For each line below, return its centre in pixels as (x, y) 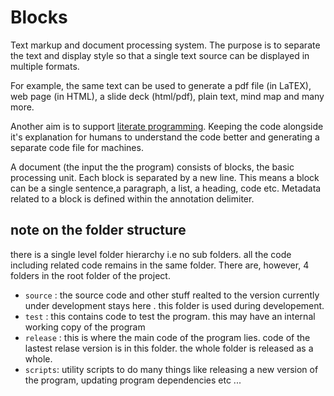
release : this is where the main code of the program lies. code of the (167, 337)
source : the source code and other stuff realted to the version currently (172, 295)
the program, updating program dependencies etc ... (133, 380)
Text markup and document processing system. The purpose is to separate (165, 45)
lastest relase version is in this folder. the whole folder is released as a (169, 348)
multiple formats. (45, 66)
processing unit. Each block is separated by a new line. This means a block (165, 177)
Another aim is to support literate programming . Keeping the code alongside (167, 126)
